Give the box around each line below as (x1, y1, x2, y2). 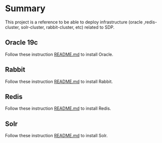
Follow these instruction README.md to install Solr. (5, 133, 108, 139)
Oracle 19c (5, 39, 38, 47)
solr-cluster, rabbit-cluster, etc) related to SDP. (21, 24, 115, 30)
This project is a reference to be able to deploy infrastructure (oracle (5, 19, 143, 25)
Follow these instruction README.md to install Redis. (5, 105, 111, 111)
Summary (5, 3, 45, 14)
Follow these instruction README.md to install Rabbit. (5, 79, 113, 84)
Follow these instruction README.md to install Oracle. (5, 51, 114, 57)
